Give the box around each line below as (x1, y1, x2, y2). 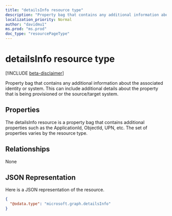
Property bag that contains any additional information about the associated (5, 80, 163, 86)
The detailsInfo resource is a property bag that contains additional (5, 119, 145, 125)
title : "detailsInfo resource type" (5, 7, 83, 13)
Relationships (5, 145, 50, 154)
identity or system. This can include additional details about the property (5, 85, 159, 91)
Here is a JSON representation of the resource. (5, 187, 105, 193)
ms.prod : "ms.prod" (5, 27, 47, 32)
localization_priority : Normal (5, 17, 72, 22)
